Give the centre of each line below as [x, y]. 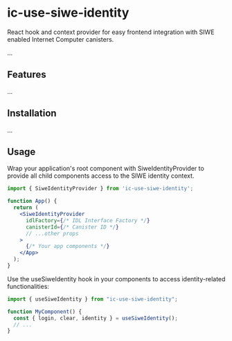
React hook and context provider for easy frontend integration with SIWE [111, 32]
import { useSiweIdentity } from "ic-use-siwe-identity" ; [92, 299]
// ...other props [52, 233]
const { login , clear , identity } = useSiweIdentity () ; [96, 318]
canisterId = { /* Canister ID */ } [72, 227]
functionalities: [28, 286]
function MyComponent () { [44, 311]
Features [27, 75]
